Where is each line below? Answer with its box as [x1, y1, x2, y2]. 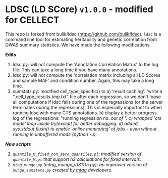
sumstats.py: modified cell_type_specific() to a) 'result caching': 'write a [12, 88, 162, 94]
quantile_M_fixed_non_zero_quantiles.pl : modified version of [12, 151, 142, 157]
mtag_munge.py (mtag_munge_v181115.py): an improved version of [12, 161, 148, 167]
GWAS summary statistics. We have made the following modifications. [5, 41, 151, 48]
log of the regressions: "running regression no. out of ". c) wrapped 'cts [12, 115, 161, 121]
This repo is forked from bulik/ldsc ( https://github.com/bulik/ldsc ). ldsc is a [5, 31, 161, 37]
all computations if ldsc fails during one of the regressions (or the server [12, 99, 163, 105]
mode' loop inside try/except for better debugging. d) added [12, 120, 138, 126]
